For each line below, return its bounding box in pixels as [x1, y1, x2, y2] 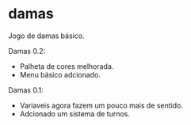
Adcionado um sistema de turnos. [19, 108, 131, 119]
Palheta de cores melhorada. [19, 61, 114, 71]
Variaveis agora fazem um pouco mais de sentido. [19, 100, 184, 110]
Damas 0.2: [8, 46, 46, 55]
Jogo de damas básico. [8, 31, 85, 40]
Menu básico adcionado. [19, 70, 101, 79]
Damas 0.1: [8, 85, 44, 95]
